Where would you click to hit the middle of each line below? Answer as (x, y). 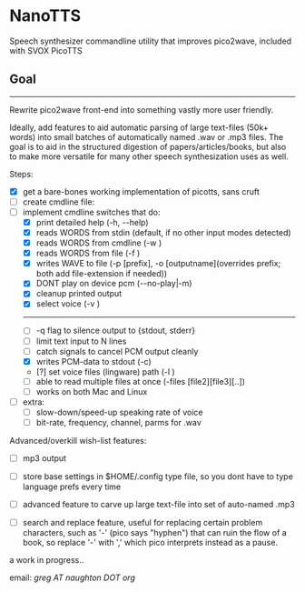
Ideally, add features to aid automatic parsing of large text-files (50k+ (139, 127)
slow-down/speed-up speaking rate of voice (119, 412)
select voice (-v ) (68, 304)
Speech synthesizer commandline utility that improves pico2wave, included (151, 41)
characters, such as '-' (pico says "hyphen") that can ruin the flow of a (155, 533)
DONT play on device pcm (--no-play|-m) (114, 284)
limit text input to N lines (81, 341)
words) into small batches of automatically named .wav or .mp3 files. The (147, 136)
